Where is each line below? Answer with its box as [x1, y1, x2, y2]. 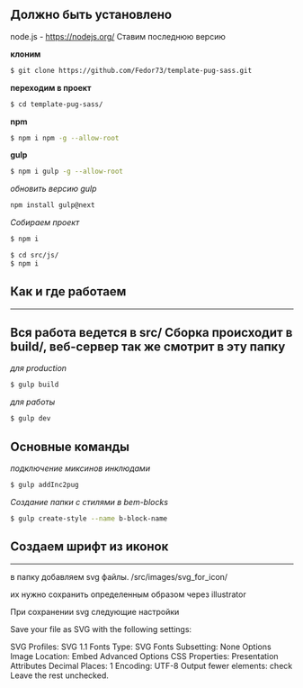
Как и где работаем [10, 284, 127, 300]
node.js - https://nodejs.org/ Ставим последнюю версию [10, 31, 226, 41]
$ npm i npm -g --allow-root [10, 133, 120, 142]
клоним [10, 49, 41, 59]
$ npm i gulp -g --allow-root [10, 167, 124, 177]
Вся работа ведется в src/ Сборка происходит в [10, 325, 293, 340]
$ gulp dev [10, 414, 51, 423]
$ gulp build [10, 380, 59, 390]
